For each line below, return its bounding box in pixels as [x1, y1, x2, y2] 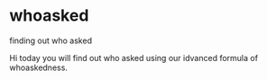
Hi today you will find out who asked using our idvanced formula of [9, 52, 259, 63]
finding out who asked [9, 35, 93, 46]
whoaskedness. [9, 62, 68, 73]
